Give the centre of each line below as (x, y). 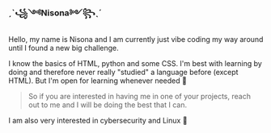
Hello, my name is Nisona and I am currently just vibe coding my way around (136, 39)
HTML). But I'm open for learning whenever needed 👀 (98, 81)
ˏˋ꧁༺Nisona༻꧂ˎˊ (55, 13)
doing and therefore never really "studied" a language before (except (123, 73)
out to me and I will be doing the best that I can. (108, 105)
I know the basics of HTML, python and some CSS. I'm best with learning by (135, 64)
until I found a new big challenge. (64, 48)
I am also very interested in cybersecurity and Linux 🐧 (98, 121)
